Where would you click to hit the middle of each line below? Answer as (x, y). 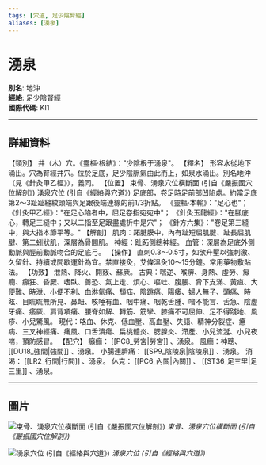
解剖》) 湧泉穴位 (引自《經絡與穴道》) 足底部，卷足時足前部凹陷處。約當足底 (136, 193)
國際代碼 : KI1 (29, 108)
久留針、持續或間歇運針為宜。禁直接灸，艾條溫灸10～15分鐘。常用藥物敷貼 (130, 262)
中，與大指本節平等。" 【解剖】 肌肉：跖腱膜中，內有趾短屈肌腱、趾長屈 (126, 232)
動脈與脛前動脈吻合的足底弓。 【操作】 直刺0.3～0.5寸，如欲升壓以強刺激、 (131, 252)
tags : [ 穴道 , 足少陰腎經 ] (47, 15)
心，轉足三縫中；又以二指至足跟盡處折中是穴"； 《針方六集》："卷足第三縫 (129, 223)
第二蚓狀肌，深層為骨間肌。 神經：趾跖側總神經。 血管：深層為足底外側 (138, 242)
